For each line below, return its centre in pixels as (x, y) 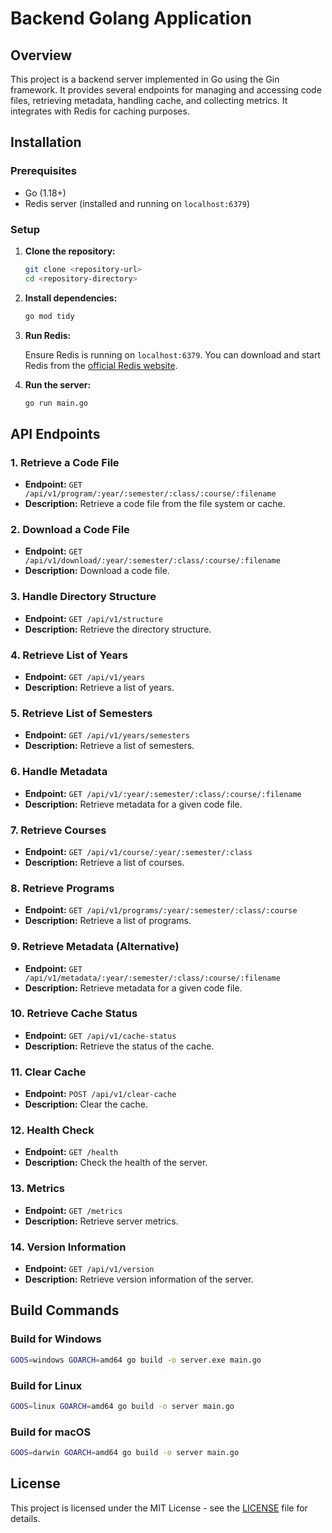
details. (25, 1518)
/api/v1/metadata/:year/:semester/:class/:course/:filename (152, 978)
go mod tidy (49, 316)
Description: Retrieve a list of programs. (108, 921)
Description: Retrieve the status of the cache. (119, 1046)
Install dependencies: (71, 298)
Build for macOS (51, 1432)
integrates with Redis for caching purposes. (100, 111)
